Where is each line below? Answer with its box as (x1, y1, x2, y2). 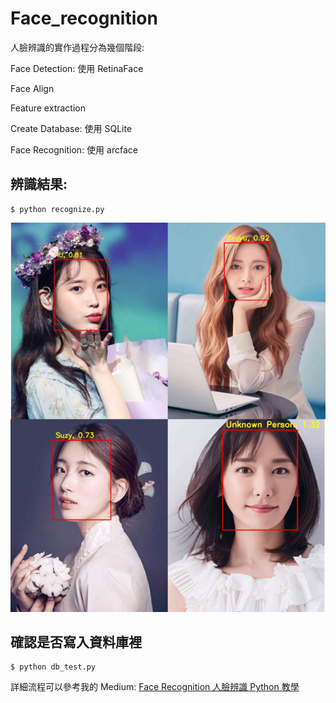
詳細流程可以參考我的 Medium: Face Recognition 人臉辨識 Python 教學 (10, 681, 300, 693)
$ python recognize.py (10, 204, 105, 214)
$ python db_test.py (10, 662, 97, 672)
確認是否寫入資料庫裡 (10, 634, 142, 651)
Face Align (10, 82, 55, 94)
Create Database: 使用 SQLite (10, 122, 133, 134)
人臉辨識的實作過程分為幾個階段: (10, 41, 145, 53)
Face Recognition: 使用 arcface (10, 143, 138, 156)
